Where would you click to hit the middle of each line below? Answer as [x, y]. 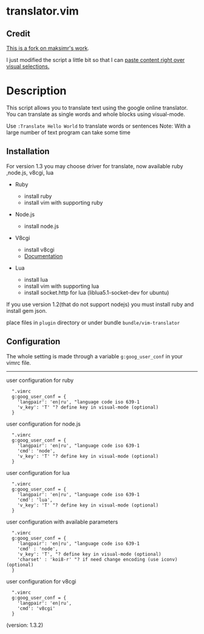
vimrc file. [19, 363]
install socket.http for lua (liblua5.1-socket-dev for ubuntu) [97, 292]
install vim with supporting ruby [63, 202]
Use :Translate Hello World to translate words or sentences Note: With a [98, 126]
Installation [28, 152]
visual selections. [28, 66]
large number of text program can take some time [68, 132]
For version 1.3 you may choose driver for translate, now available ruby [95, 166]
